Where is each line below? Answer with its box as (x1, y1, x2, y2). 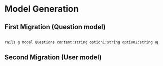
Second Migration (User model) (4, 53, 102, 62)
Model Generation (4, 3, 79, 15)
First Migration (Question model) (4, 23, 106, 31)
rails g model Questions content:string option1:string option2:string (4, 40, 153, 45)
